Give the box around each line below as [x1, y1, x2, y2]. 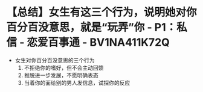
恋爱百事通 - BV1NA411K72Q [27, 35, 170, 49]
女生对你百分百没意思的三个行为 [14, 57, 95, 64]
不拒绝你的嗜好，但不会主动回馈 [24, 64, 104, 71]
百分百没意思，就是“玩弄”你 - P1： [6, 20, 177, 34]
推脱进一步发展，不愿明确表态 [24, 72, 98, 79]
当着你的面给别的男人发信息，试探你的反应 [24, 79, 130, 86]
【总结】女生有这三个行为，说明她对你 [6, 5, 198, 19]
